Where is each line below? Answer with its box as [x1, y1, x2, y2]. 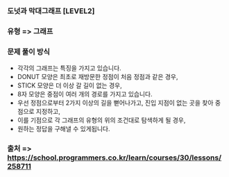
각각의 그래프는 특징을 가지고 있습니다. [17, 64, 121, 72]
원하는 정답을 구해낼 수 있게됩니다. [17, 125, 110, 133]
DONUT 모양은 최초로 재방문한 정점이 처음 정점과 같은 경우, [17, 73, 178, 81]
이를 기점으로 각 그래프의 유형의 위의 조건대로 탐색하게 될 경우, [17, 116, 186, 124]
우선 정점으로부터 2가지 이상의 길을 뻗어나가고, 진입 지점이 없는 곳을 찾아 [17, 99, 214, 107]
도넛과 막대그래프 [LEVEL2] [7, 6, 95, 15]
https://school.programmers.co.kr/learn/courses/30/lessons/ [7, 153, 222, 162]
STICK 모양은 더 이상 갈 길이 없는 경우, [17, 81, 123, 90]
